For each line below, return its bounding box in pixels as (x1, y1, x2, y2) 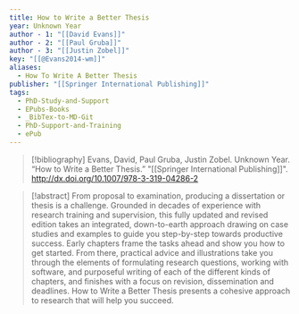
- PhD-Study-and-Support (17, 96, 110, 106)
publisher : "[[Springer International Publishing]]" (9, 80, 210, 89)
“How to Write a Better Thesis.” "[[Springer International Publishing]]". (30, 163, 288, 174)
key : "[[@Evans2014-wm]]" (9, 55, 105, 64)
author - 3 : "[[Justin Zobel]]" (9, 47, 129, 55)
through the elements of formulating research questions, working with (30, 257, 289, 267)
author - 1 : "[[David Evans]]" (9, 30, 126, 38)
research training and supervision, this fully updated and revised (30, 209, 269, 220)
